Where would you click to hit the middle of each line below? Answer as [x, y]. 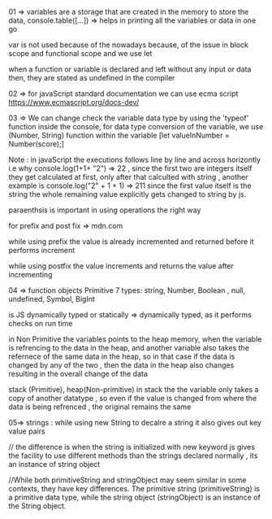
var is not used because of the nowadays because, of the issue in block [129, 45]
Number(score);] [37, 144]
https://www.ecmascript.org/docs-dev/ [74, 102]
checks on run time [41, 323]
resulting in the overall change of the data [78, 374]
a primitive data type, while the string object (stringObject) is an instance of [135, 497]
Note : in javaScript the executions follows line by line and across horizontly [135, 159]
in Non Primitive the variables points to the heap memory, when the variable [135, 339]
